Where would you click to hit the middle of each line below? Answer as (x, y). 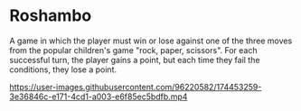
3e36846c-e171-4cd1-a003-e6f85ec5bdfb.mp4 (99, 97)
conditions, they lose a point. (63, 69)
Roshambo (51, 16)
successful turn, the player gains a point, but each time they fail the (135, 60)
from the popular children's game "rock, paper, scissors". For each (133, 50)
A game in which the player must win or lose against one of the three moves (151, 41)
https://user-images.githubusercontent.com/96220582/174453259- (136, 87)
